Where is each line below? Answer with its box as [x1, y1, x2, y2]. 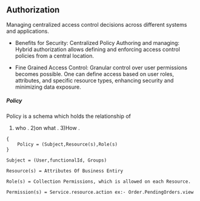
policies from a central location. [15, 52, 94, 60]
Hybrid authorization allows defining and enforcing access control [15, 46, 181, 53]
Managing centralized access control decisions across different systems [6, 21, 187, 28]
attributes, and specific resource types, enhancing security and [15, 77, 174, 84]
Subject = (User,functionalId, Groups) [6, 157, 107, 163]
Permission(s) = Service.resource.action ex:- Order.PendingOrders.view [6, 189, 194, 195]
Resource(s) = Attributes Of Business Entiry [6, 168, 123, 174]
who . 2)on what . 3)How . [15, 124, 80, 131]
